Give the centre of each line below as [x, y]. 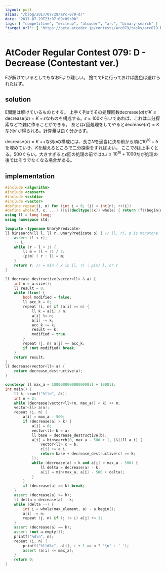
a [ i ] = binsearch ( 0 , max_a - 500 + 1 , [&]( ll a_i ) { [87, 440]
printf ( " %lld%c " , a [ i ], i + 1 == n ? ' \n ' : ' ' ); [76, 546]
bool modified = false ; [47, 298]
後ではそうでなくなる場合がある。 [40, 160]
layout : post [19, 10]
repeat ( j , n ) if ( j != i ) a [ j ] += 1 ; [63, 518]
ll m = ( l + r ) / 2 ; [44, 252]
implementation [30, 176]
